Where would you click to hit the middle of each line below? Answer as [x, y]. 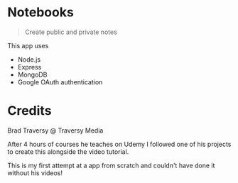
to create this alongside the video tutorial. [68, 151]
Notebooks [41, 12]
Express [29, 67]
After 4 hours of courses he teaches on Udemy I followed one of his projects [119, 144]
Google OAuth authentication [60, 82]
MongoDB [32, 74]
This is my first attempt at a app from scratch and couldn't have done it [111, 165]
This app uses [28, 45]
